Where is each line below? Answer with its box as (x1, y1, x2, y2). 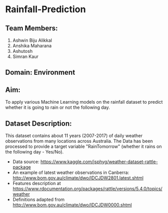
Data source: (12, 159, 39, 165)
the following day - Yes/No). (5, 149, 64, 155)
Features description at (12, 180, 61, 187)
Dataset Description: (5, 119, 72, 128)
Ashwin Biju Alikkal (12, 37, 52, 43)
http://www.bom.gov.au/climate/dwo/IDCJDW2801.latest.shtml (12, 175, 144, 181)
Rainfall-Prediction (5, 4, 86, 15)
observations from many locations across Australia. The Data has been (5, 138, 153, 144)
